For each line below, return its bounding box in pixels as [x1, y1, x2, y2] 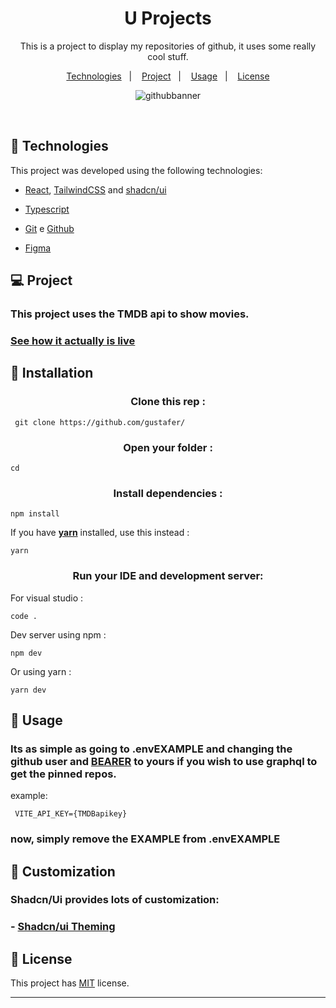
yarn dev [10, 685, 47, 695]
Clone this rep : [130, 395, 206, 409]
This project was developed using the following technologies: [10, 164, 263, 176]
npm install [10, 509, 60, 519]
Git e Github [24, 222, 75, 234]
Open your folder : [123, 440, 213, 454]
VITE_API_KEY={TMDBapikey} [14, 809, 128, 819]
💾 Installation [10, 365, 94, 382]
